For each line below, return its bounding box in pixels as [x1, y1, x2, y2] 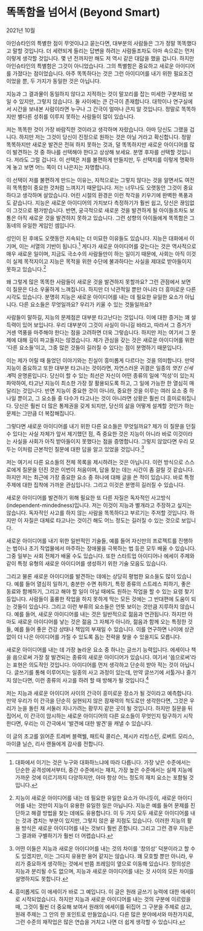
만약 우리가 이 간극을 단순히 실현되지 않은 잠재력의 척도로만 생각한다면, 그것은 [6, 697, 188, 704]
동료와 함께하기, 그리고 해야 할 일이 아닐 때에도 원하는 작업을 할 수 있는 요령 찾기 [6, 587, 195, 595]
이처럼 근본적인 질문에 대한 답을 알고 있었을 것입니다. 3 [17, 445, 144, 452]
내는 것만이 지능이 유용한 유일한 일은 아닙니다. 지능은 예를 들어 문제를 [26, 802, 189, 809]
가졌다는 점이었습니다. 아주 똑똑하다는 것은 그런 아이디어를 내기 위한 [12, 70, 172, 77]
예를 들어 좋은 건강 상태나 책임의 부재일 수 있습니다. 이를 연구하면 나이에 [14, 626, 183, 633]
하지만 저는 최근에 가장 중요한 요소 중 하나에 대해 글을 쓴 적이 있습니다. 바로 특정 [6, 473, 195, 481]
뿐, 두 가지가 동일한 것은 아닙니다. [22, 77, 101, 85]
